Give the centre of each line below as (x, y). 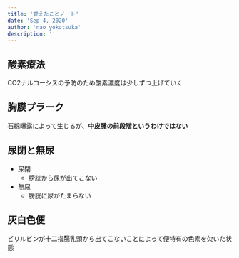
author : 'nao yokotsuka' (44, 27)
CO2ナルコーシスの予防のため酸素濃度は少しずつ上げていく (95, 83)
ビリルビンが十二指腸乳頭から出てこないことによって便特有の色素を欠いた (117, 238)
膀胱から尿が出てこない (63, 178)
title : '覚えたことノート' (43, 14)
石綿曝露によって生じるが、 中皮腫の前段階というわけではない (98, 126)
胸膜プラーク (36, 107)
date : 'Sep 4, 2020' (38, 21)
